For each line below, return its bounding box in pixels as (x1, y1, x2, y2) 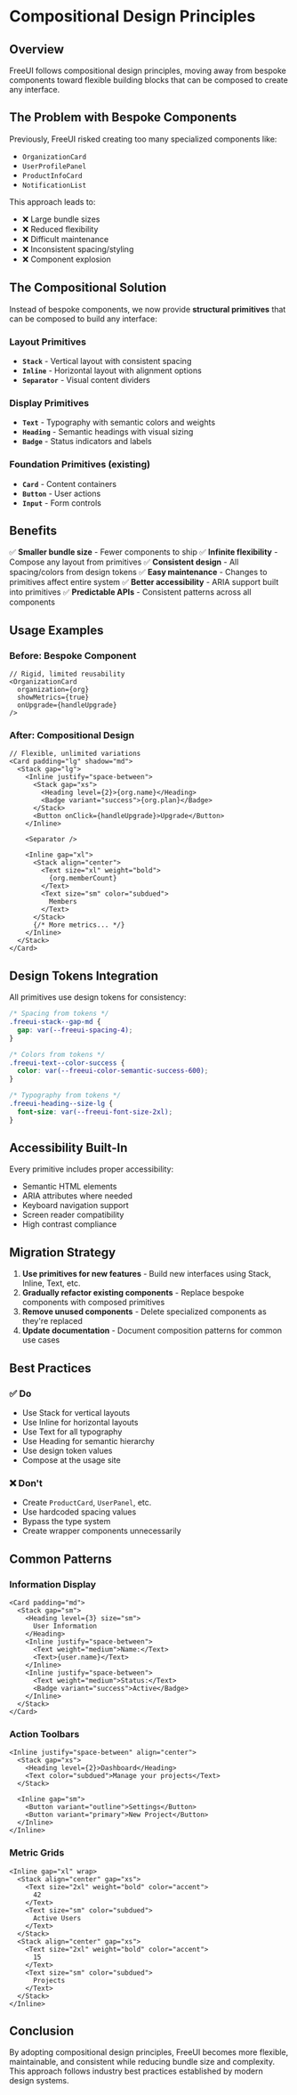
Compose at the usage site (21, 1454, 122, 1466)
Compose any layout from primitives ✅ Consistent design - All (9, 556, 239, 567)
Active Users (32, 1913, 82, 1922)
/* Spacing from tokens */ (9, 1009, 109, 1019)
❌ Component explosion (21, 254, 111, 264)
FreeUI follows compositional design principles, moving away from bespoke (9, 65, 286, 76)
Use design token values (21, 1445, 113, 1456)
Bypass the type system (21, 1516, 111, 1527)
